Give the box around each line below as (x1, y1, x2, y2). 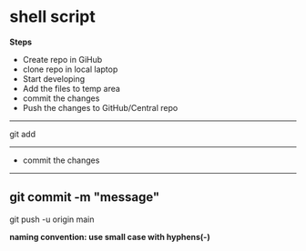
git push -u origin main (9, 214, 95, 225)
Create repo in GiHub (22, 54, 103, 65)
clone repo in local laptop (22, 64, 118, 75)
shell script (9, 6, 96, 27)
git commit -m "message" (9, 189, 160, 206)
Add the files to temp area (22, 83, 121, 94)
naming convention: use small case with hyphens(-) (9, 231, 211, 242)
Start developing (22, 73, 86, 84)
